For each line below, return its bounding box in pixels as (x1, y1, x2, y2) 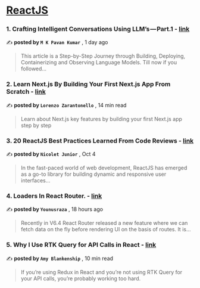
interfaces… (20, 177, 51, 184)
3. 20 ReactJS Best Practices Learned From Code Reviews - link (6, 137, 194, 145)
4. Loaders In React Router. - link (6, 192, 102, 200)
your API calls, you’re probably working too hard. (20, 275, 141, 282)
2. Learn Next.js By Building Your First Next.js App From (6, 80, 171, 88)
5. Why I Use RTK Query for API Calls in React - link (6, 241, 157, 249)
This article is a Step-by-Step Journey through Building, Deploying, (20, 52, 186, 60)
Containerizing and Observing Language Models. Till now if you (20, 59, 177, 66)
